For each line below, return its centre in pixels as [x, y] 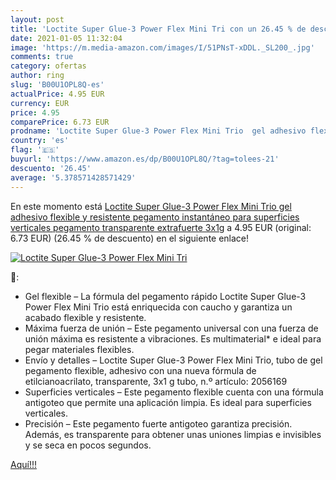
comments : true [42, 57]
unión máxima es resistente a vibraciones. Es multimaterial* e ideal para [173, 338]
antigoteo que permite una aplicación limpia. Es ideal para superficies [168, 402]
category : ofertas [48, 66]
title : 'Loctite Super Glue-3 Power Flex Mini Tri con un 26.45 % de [158, 29]
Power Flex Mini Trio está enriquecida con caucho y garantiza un [158, 307]
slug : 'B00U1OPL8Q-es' [57, 85]
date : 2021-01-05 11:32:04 [66, 38]
